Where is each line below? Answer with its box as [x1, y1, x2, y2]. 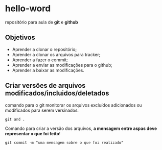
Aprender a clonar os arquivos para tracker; [12, 51, 100, 57]
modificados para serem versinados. [5, 107, 79, 113]
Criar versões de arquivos [5, 81, 86, 90]
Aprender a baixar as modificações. [12, 67, 85, 73]
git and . [5, 117, 25, 122]
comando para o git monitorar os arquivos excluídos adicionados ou [5, 102, 142, 108]
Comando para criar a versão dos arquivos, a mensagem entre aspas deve [5, 125, 157, 131]
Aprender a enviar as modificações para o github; [12, 62, 113, 68]
